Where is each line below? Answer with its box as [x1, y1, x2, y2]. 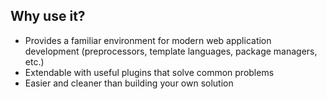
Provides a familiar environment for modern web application [24, 34, 272, 46]
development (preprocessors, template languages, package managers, [24, 45, 318, 57]
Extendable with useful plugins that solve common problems [24, 66, 275, 78]
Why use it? [10, 8, 86, 25]
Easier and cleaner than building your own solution [24, 77, 234, 89]
